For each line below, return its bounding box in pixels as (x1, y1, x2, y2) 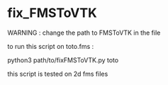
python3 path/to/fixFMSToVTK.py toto (7, 55, 119, 64)
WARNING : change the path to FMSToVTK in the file (7, 28, 161, 37)
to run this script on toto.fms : (7, 42, 94, 50)
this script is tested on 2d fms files (7, 69, 108, 78)
